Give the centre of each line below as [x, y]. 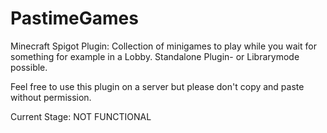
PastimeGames [74, 18]
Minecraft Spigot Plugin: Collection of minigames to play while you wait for [163, 46]
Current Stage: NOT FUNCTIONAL [81, 116]
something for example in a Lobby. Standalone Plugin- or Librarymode [155, 56]
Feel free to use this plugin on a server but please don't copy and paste [157, 86]
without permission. [51, 97]
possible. [29, 67]
